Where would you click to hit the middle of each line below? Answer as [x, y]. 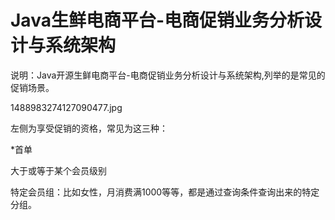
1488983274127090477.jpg [66, 107]
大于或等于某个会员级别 [58, 170]
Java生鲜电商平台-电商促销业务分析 [157, 20]
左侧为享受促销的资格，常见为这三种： [89, 128]
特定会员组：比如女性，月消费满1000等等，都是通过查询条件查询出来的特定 [165, 192]
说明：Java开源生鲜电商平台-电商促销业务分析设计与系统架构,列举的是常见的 [168, 75]
